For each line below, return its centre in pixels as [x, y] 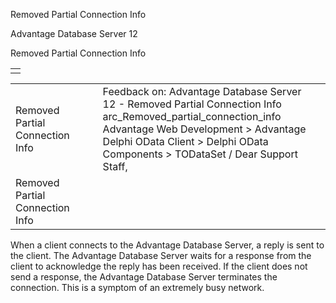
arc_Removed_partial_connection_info [192, 116]
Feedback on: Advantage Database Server [202, 91]
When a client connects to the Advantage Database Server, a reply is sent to [167, 245]
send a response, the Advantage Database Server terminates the [144, 277]
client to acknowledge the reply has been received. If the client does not [159, 266]
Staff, [115, 166]
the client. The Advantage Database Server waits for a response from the [161, 255]
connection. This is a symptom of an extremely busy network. [137, 287]
